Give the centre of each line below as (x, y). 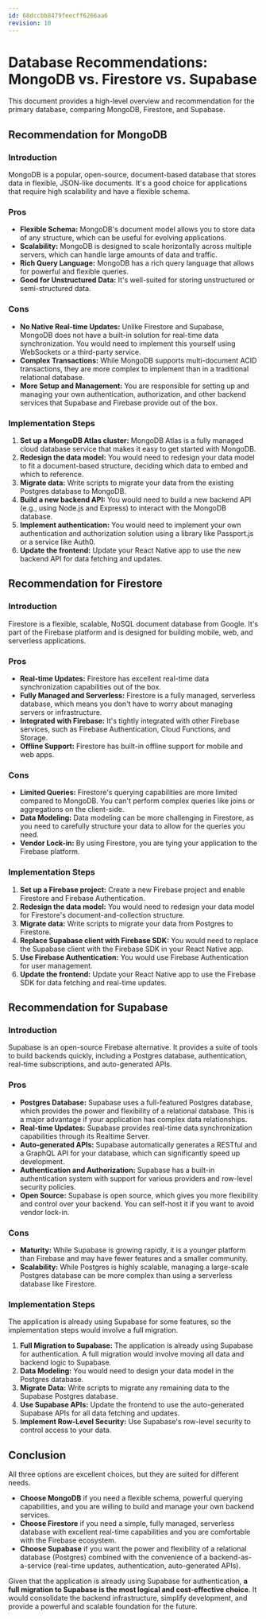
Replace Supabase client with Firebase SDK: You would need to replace (139, 940)
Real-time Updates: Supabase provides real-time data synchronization (136, 1128)
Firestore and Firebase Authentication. (82, 898)
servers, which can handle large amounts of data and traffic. (119, 254)
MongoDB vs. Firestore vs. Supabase (133, 79)
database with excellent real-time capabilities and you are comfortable (135, 1532)
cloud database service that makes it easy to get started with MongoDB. (138, 449)
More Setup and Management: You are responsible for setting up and (135, 386)
